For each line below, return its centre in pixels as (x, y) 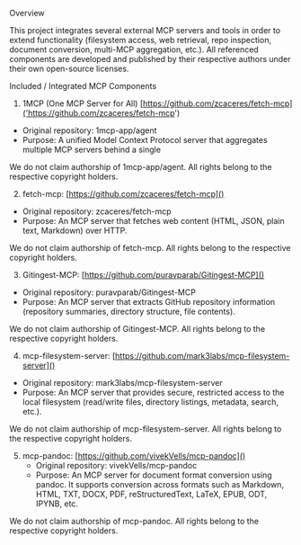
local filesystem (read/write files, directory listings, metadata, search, (150, 402)
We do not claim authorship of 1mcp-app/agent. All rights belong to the (141, 167)
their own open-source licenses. (69, 68)
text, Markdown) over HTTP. (75, 230)
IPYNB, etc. (57, 504)
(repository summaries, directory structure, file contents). (128, 311)
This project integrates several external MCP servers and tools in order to (145, 30)
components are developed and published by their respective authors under (150, 59)
